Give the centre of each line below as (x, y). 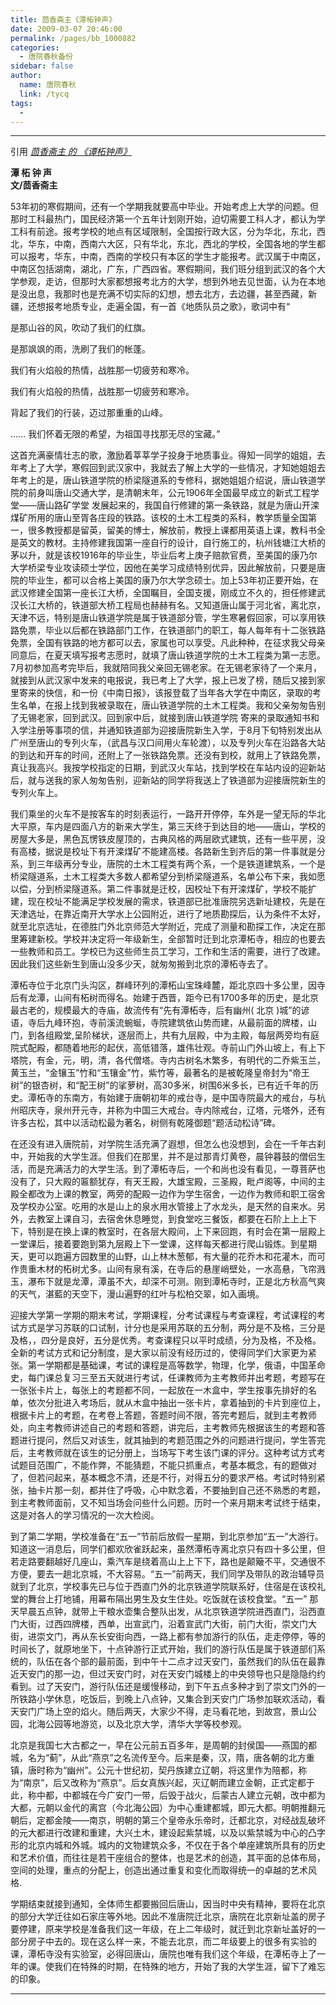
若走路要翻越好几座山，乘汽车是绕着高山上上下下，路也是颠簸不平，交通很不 (168, 1562)
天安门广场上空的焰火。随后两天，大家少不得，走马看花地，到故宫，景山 (159, 1712)
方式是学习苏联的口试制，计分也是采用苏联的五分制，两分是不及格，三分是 (172, 1328)
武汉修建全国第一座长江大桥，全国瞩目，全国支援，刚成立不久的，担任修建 (163, 593)
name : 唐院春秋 (48, 85)
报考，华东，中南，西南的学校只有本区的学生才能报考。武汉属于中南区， (176, 257)
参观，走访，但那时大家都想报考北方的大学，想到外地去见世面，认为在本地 (172, 282)
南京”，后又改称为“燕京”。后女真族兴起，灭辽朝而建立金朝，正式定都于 (169, 1783)
